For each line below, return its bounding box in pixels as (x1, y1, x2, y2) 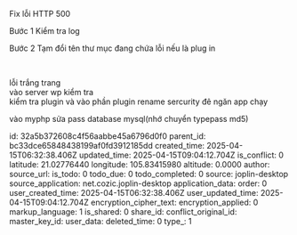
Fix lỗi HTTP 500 (9, 9, 71, 19)
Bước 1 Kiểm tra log (9, 26, 80, 36)
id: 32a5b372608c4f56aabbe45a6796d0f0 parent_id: (9, 131, 206, 142)
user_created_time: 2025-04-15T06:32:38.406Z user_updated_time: (9, 188, 259, 198)
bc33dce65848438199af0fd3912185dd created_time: (9, 141, 205, 150)
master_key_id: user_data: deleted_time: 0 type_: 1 (9, 216, 192, 226)
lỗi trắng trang (9, 77, 61, 88)
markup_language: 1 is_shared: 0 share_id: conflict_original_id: (9, 207, 237, 217)
